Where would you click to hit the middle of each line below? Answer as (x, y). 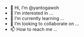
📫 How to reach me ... (34, 29)
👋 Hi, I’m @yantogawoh (35, 8)
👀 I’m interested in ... (32, 13)
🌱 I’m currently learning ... (37, 18)
